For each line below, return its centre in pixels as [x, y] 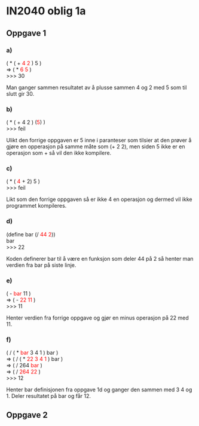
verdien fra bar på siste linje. [41, 265]
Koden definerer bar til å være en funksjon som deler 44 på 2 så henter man [100, 258]
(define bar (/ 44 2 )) [31, 234]
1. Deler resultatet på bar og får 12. [49, 396]
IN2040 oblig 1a [46, 11]
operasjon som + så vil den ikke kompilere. [59, 153]
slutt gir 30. [20, 93]
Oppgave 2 [27, 415]
